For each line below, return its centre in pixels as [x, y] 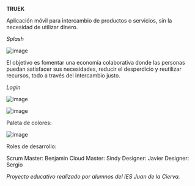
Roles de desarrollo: [31, 146]
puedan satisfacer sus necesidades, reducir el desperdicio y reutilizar [94, 69]
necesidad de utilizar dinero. [42, 27]
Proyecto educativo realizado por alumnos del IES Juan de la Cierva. [93, 177]
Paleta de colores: [29, 123]
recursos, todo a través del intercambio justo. [63, 75]
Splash [15, 39]
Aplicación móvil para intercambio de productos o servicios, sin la [89, 20]
